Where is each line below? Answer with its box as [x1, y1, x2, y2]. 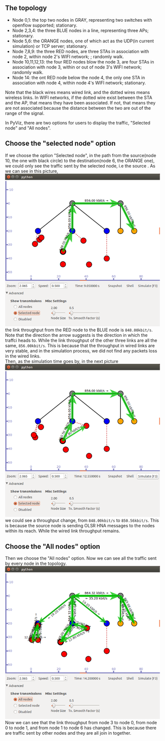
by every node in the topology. [5, 560, 67, 566]
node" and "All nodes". [5, 125, 51, 131]
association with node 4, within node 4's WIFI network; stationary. [12, 80, 146, 86]
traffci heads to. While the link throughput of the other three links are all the [5, 337, 157, 344]
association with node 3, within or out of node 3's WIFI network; [12, 64, 142, 70]
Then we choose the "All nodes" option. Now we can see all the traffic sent [5, 555, 157, 561]
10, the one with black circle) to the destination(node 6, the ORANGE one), [5, 158, 155, 163]
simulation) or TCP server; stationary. [12, 43, 88, 49]
